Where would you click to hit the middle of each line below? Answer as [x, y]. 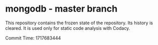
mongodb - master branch [61, 9]
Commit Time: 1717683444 [33, 38]
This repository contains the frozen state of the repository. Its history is [79, 23]
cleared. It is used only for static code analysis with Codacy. [68, 28]
